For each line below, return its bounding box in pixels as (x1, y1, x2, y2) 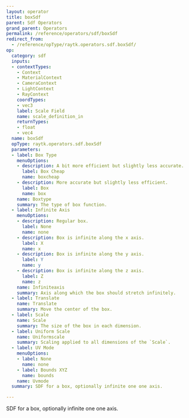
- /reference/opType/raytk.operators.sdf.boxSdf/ (11, 42, 136, 48)
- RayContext (17, 91, 49, 97)
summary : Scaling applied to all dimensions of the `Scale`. (17, 339, 171, 346)
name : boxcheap (21, 174, 60, 180)
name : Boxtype (17, 196, 52, 202)
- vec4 (17, 130, 33, 136)
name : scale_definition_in (17, 113, 84, 119)
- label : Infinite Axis (11, 207, 70, 213)
